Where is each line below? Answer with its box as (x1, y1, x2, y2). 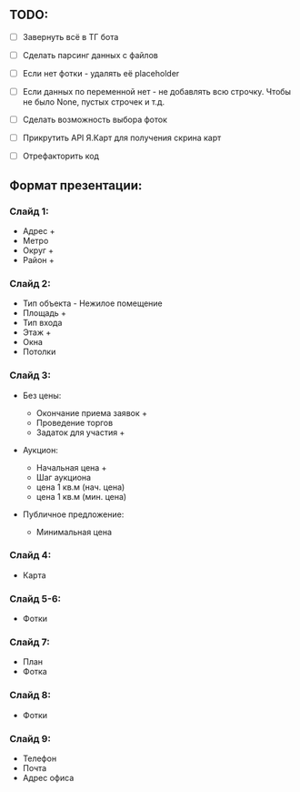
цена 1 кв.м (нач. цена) (35, 482, 125, 492)
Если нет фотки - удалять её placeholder (22, 67, 180, 78)
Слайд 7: (9, 636, 50, 649)
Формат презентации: (9, 178, 143, 193)
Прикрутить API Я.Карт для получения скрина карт (22, 132, 222, 144)
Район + (22, 254, 55, 265)
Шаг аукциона (35, 472, 92, 482)
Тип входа (22, 318, 63, 329)
